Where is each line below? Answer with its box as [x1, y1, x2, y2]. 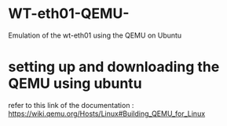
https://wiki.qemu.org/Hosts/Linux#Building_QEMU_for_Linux [8, 109, 206, 118]
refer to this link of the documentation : [8, 100, 134, 110]
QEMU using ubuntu [8, 75, 143, 92]
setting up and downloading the [8, 58, 220, 76]
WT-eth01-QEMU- [8, 5, 130, 23]
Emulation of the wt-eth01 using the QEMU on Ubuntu [8, 31, 182, 40]
